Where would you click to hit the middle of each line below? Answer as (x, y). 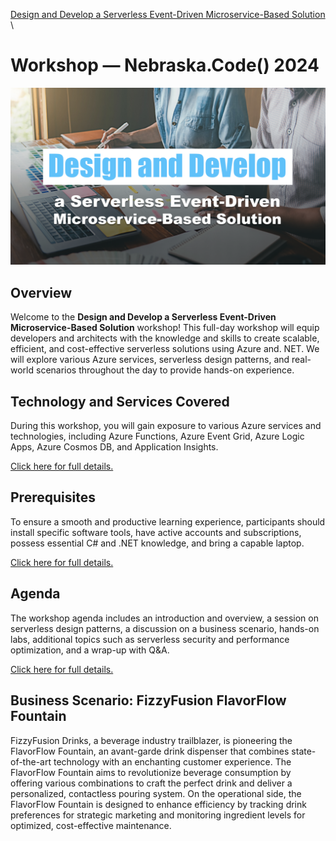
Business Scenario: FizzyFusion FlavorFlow (148, 700)
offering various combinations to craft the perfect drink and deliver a (151, 783)
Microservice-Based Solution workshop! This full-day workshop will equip (165, 328)
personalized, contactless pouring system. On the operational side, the (156, 793)
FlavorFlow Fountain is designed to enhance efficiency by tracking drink (158, 804)
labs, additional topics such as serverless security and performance (150, 639)
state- (304, 751)
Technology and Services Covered (120, 401)
